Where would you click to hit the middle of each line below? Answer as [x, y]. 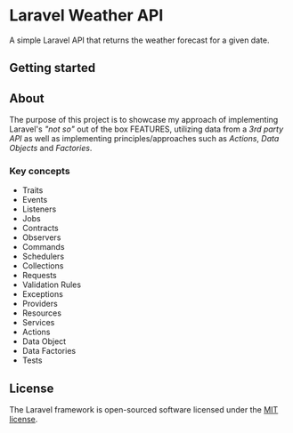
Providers [40, 304]
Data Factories [49, 351]
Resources [42, 313]
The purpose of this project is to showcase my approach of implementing [144, 120]
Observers [41, 237]
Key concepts [40, 172]
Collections [43, 266]
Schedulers [43, 257]
